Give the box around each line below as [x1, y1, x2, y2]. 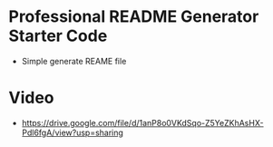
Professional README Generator [8, 6, 259, 27]
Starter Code [8, 25, 108, 46]
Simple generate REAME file [21, 55, 127, 66]
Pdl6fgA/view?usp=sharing [21, 127, 124, 138]
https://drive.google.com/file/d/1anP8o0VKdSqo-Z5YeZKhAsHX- [21, 117, 264, 128]
